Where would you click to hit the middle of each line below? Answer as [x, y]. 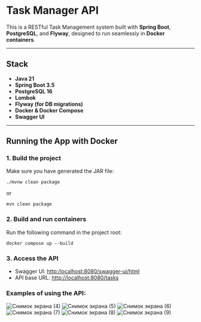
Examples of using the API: [46, 293]
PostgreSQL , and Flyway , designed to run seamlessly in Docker [86, 33]
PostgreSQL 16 [33, 91]
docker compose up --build [40, 243]
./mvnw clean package [33, 182]
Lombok [25, 98]
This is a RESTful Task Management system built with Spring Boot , [89, 27]
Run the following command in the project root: [64, 232]
